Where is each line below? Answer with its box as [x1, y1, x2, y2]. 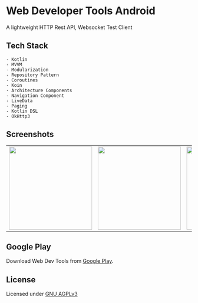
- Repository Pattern [6, 72, 60, 78]
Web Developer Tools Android [6, 4, 156, 18]
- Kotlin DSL [6, 108, 38, 114]
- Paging [6, 103, 28, 109]
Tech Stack [6, 41, 48, 51]
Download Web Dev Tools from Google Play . [6, 258, 114, 265]
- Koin [6, 82, 22, 88]
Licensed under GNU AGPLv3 [6, 291, 78, 298]
